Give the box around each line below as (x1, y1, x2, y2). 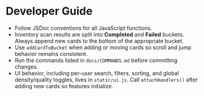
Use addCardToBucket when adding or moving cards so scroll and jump (14, 44, 192, 51)
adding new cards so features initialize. (14, 82, 114, 89)
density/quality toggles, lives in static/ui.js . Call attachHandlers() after (14, 76, 198, 83)
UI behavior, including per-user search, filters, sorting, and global (14, 69, 179, 77)
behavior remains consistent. (14, 50, 88, 57)
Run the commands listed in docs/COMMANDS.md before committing (14, 57, 178, 64)
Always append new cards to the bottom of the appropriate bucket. (14, 37, 184, 44)
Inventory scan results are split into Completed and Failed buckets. (14, 30, 184, 38)
